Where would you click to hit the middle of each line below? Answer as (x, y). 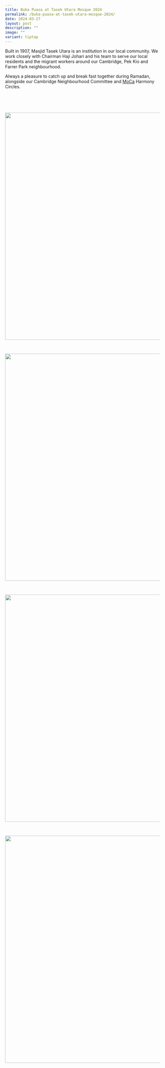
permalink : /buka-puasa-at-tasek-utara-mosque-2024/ (60, 14)
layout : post (18, 23)
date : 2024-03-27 (23, 19)
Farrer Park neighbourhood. (33, 66)
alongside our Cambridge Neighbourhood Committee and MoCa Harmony (80, 81)
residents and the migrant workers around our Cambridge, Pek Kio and (77, 61)
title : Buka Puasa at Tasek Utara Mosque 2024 (54, 10)
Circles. (13, 86)
